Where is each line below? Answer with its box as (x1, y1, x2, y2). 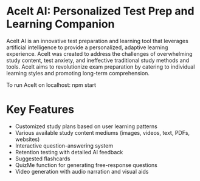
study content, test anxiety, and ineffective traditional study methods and (6, 56, 190, 64)
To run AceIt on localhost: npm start (6, 81, 96, 89)
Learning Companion (6, 17, 115, 31)
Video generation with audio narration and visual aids (15, 168, 149, 175)
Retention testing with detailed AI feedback (15, 148, 123, 155)
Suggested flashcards (15, 155, 71, 162)
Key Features (6, 103, 75, 117)
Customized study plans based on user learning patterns (15, 123, 158, 130)
